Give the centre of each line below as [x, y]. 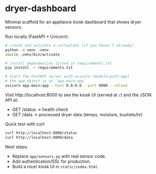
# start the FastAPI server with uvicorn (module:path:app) [68, 77]
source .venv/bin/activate [32, 54]
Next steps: [17, 147]
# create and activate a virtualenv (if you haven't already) [69, 45]
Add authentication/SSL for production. [51, 161]
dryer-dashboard [41, 9]
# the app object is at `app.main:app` [46, 81]
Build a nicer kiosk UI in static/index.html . [55, 166]
